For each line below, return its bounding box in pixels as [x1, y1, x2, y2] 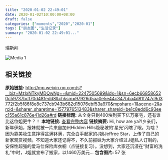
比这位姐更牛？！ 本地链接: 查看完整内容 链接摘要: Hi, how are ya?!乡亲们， [5, 118, 160, 124]
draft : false [5, 16, 32, 21]
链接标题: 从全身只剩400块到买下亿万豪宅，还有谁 [57, 112, 161, 118]
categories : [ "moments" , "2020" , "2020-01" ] [5, 21, 95, 26]
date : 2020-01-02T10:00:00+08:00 [5, 12, 75, 17]
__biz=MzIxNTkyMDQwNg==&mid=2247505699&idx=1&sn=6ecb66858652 [5, 90, 161, 96]
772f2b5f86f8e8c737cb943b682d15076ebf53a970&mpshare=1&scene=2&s [5, 101, 162, 107]
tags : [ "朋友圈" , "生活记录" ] [5, 26, 61, 31]
